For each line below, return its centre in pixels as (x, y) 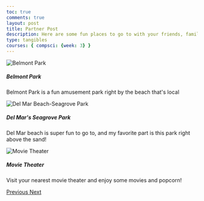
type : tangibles (27, 40)
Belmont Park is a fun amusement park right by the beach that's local (93, 92)
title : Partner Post (32, 29)
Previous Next (24, 192)
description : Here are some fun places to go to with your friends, (95, 35)
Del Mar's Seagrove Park (39, 117)
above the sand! (26, 139)
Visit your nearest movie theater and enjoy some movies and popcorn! (94, 180)
